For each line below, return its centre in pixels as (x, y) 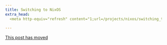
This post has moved (27, 38)
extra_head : (17, 14)
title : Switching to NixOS (33, 10)
